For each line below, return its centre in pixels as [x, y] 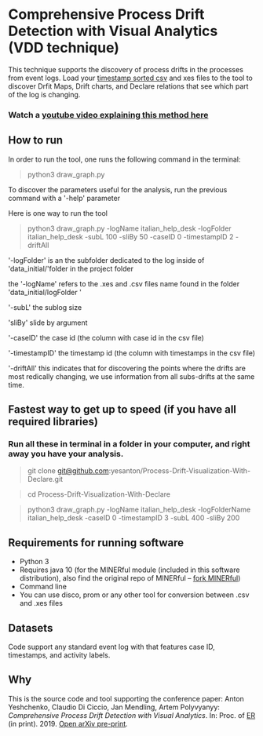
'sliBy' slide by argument [48, 322]
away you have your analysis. [66, 454]
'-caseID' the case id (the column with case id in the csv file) [106, 337]
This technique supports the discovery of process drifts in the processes [126, 69]
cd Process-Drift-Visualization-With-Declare [99, 494]
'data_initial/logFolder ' [45, 292]
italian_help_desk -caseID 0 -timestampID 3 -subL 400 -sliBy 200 [133, 518]
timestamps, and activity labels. [59, 655]
